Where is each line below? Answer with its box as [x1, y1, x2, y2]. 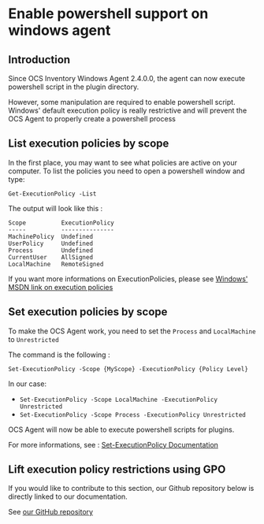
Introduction [8, 53, 71, 66]
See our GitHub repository [8, 507, 93, 517]
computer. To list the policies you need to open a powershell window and [8, 166, 246, 176]
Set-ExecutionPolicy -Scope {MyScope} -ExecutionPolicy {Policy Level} [8, 365, 248, 373]
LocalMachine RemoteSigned [8, 260, 104, 268]
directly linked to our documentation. [8, 492, 128, 501]
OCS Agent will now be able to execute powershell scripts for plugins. [8, 425, 235, 434]
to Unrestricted [8, 334, 59, 344]
